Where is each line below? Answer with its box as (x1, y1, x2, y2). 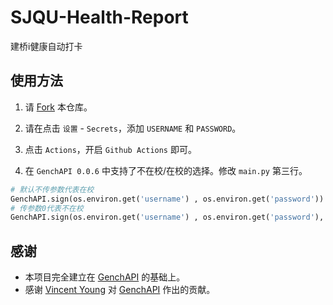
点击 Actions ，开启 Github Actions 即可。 (24, 143, 197, 155)
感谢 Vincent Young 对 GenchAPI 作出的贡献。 (24, 284, 216, 296)
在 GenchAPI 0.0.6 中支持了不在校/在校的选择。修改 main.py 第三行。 (24, 164, 308, 176)
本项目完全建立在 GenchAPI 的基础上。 (24, 271, 186, 283)
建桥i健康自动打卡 (10, 40, 83, 52)
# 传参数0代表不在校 (10, 203, 84, 213)
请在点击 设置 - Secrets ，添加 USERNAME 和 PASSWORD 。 (24, 122, 242, 134)
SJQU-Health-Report (10, 6, 189, 29)
